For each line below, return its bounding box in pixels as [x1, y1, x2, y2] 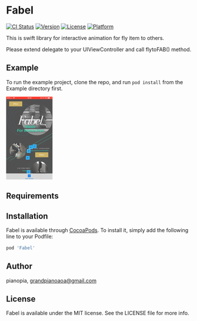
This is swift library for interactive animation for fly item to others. [6, 34, 165, 41]
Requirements [6, 191, 59, 201]
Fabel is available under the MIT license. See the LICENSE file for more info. [6, 310, 189, 317]
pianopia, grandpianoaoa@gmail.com [6, 277, 97, 284]
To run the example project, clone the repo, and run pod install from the [6, 78, 183, 85]
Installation [6, 211, 48, 221]
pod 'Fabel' [6, 245, 35, 251]
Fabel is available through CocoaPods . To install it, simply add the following [6, 226, 189, 233]
